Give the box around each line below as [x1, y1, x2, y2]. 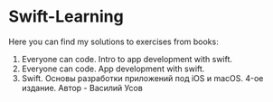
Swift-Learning [8, 6, 124, 27]
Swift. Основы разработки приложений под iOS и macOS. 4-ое [21, 72, 264, 83]
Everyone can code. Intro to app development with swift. [21, 53, 232, 64]
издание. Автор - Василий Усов [21, 82, 144, 93]
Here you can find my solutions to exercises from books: [8, 36, 219, 47]
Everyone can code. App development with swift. [21, 63, 205, 74]
